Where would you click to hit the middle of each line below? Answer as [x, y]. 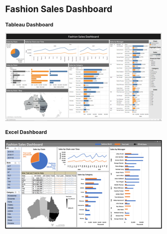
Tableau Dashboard [29, 25]
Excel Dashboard [26, 132]
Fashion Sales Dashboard [59, 9]
